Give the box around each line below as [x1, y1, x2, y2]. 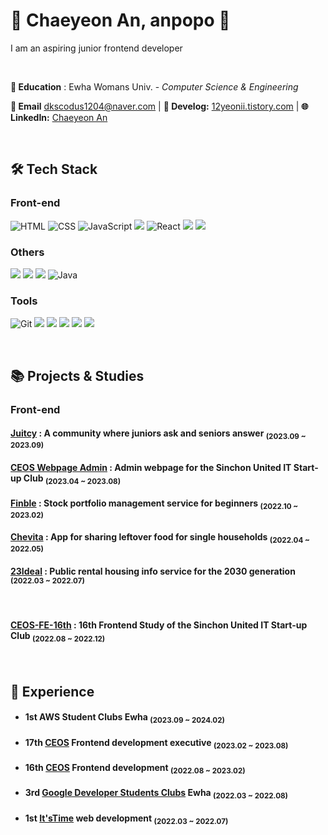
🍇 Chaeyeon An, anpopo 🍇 [10, 9, 231, 32]
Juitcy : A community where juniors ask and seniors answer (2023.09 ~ [10, 427, 307, 441]
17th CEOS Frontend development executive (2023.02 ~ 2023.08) [24, 736, 289, 751]
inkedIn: [10, 111, 50, 123]
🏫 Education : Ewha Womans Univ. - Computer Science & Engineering [10, 80, 299, 93]
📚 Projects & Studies [10, 367, 145, 384]
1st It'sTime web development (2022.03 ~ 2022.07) [24, 812, 229, 826]
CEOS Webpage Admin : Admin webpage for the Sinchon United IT [10, 461, 292, 473]
